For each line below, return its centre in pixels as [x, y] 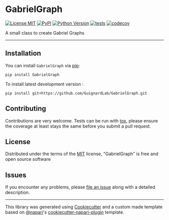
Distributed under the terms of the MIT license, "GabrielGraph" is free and [82, 154]
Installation [23, 53]
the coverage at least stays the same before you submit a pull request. [78, 126]
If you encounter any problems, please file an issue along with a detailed [80, 187]
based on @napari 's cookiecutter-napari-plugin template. [65, 212]
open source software [28, 159]
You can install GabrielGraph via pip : [43, 65]
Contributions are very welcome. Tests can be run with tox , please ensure [82, 121]
